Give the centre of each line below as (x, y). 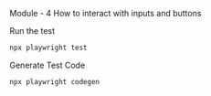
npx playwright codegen (55, 81)
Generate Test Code (47, 65)
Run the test (32, 31)
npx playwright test (49, 48)
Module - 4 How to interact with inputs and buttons (105, 13)
